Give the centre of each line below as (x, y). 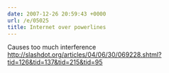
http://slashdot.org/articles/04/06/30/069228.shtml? (84, 55)
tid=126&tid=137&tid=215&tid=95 (55, 62)
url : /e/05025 (28, 21)
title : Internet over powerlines (57, 27)
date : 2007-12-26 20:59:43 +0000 (57, 14)
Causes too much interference (52, 47)
